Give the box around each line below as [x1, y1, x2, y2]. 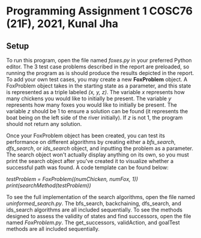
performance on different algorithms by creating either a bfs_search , [6, 138, 176, 145]
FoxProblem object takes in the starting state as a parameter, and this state [6, 82, 191, 89]
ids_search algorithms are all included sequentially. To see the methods [6, 206, 183, 213]
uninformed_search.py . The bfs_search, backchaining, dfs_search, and [6, 200, 181, 207]
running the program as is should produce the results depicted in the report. [6, 70, 194, 76]
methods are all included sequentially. [6, 225, 100, 232]
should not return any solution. [6, 120, 82, 127]
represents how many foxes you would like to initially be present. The [6, 101, 177, 109]
